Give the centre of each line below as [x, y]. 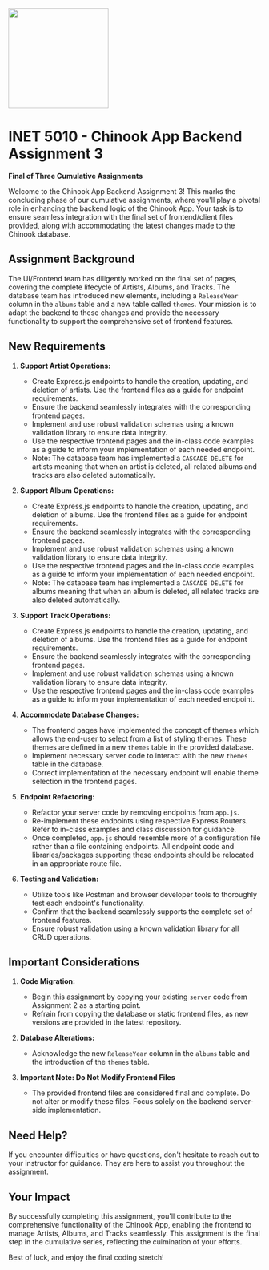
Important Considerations [74, 962]
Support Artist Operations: [65, 366]
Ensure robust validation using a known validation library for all [135, 928]
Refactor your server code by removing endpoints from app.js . [135, 812]
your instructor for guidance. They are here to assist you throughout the [127, 1163]
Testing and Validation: [59, 879]
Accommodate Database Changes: [79, 714]
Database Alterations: [57, 1038]
